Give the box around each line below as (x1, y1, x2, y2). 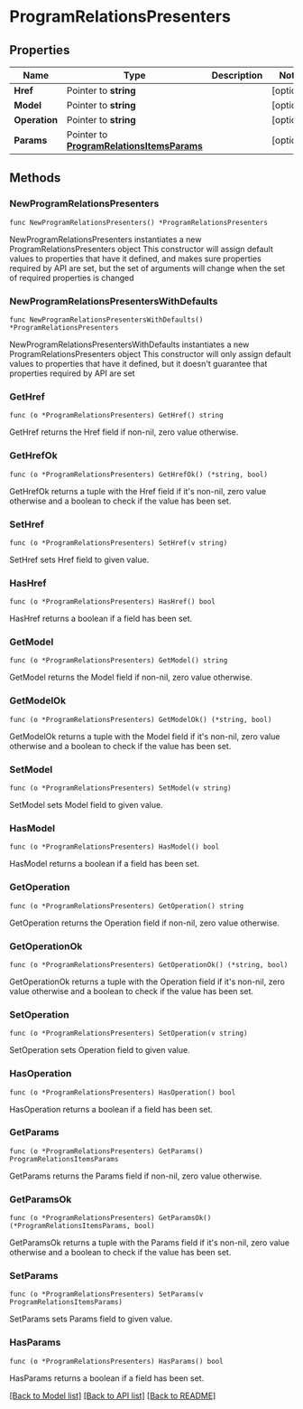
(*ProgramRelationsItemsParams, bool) (9, 1222, 155, 1231)
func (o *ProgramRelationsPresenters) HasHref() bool (9, 597, 216, 606)
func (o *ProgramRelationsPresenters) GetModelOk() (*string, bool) (9, 715, 272, 724)
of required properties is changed (9, 272, 134, 283)
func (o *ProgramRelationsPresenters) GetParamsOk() (9, 1214, 212, 1223)
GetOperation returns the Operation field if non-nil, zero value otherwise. (9, 917, 280, 928)
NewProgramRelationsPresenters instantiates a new (9, 233, 202, 245)
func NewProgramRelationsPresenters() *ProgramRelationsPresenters (9, 218, 269, 227)
